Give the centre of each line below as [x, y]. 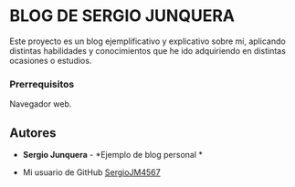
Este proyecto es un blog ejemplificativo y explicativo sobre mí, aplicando [147, 41]
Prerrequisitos [42, 84]
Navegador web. [41, 104]
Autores [33, 133]
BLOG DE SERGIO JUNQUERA [122, 16]
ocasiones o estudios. [51, 60]
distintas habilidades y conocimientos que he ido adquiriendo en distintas [147, 50]
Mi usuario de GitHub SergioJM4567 [92, 172]
